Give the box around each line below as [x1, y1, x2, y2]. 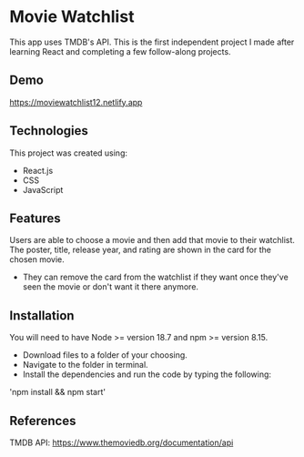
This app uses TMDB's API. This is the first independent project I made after [9, 36, 295, 47]
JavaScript [22, 184, 64, 195]
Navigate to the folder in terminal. [22, 360, 148, 371]
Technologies [9, 123, 89, 138]
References [9, 412, 76, 429]
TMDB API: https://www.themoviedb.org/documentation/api [9, 437, 234, 448]
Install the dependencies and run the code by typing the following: [22, 369, 271, 380]
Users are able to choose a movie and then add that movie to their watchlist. [9, 235, 296, 246]
